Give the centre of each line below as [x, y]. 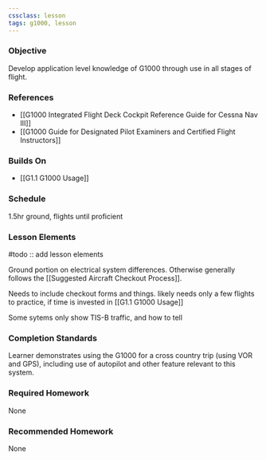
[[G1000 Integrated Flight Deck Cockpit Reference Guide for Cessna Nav [139, 115]
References [31, 97]
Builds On [27, 161]
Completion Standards [53, 338]
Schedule [27, 199]
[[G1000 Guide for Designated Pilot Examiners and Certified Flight [128, 132]
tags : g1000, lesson [43, 23]
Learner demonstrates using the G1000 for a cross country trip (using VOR [131, 356]
